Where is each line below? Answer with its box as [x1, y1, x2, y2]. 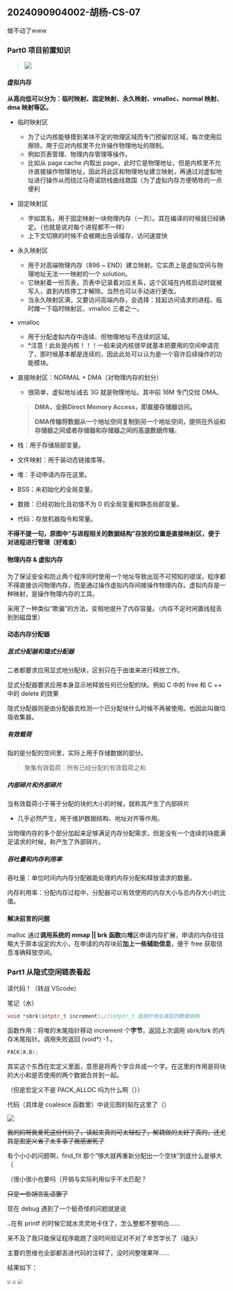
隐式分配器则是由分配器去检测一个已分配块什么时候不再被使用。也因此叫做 [7, 704, 220, 712]
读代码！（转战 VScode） [7, 984, 80, 993]
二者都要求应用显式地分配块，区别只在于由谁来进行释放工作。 [7, 666, 184, 674]
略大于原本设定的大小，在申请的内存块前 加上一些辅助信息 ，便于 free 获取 [7, 939, 217, 948]
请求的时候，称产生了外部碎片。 [12, 838, 105, 846]
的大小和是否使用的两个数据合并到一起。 [7, 1071, 123, 1079]
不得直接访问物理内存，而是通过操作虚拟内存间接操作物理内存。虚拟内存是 [7, 581, 220, 589]
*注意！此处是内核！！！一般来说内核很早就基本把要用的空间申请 [27, 341, 214, 350]
